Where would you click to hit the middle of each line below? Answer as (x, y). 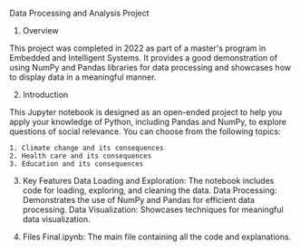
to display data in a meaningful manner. (83, 77)
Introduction (45, 95)
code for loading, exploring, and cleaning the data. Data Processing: (150, 190)
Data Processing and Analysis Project (79, 13)
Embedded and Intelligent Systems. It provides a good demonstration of (144, 58)
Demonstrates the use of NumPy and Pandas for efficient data (139, 200)
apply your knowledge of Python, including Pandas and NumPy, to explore (148, 122)
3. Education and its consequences (77, 164)
